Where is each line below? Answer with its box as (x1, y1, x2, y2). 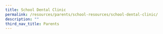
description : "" (5, 16, 39, 21)
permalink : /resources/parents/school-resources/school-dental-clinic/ (5, 12, 158, 17)
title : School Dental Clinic (5, 7, 66, 12)
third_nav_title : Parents (5, 21, 59, 26)
